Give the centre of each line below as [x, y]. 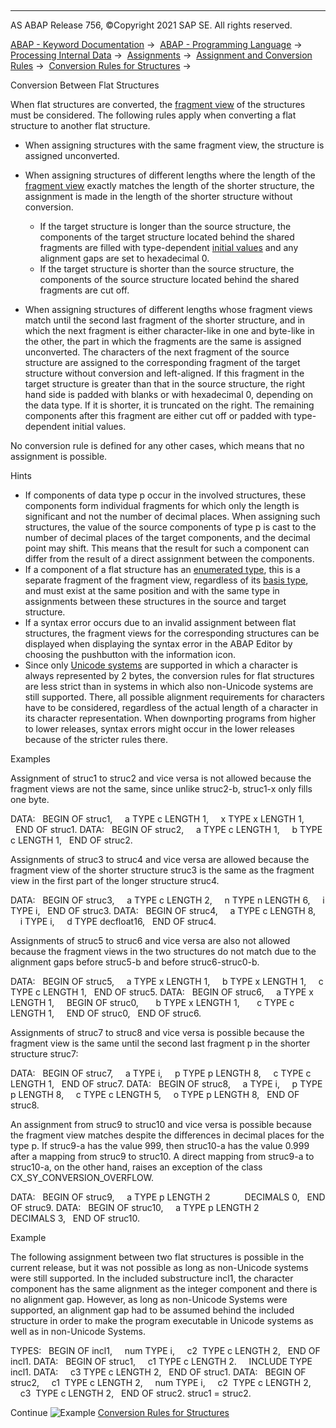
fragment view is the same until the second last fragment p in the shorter [160, 1043]
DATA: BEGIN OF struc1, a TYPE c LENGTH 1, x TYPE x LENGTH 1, [157, 819]
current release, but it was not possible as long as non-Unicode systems [159, 1267]
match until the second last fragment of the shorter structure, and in [165, 320]
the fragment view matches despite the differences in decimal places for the [167, 1135]
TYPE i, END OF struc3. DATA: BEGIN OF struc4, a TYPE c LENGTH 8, [163, 910]
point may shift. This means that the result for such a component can [167, 548]
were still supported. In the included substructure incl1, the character [152, 1278]
